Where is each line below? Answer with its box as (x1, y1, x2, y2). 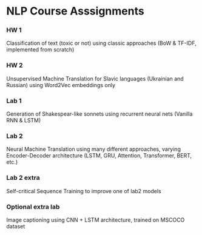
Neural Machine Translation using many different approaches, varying (6, 145, 181, 153)
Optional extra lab (6, 202, 60, 211)
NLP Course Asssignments (6, 4, 144, 18)
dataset (6, 222, 25, 230)
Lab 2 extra (6, 174, 41, 182)
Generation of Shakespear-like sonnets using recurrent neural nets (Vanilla (6, 110, 193, 117)
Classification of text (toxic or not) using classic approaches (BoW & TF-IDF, (6, 39, 197, 47)
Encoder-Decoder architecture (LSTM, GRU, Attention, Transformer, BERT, (6, 152, 192, 159)
